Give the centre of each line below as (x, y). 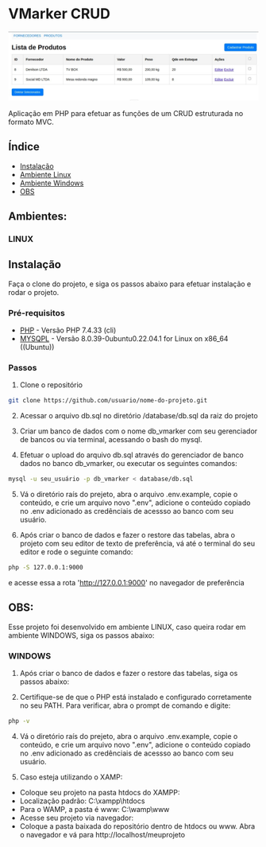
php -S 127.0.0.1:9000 (46, 568)
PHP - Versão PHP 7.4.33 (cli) (68, 330)
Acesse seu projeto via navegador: (77, 818)
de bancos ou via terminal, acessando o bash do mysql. (111, 440)
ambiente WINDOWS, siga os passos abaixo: (81, 635)
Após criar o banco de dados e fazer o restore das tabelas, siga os (129, 673)
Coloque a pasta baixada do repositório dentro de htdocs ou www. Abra (137, 826)
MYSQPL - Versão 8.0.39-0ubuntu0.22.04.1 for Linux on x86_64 (124, 338)
